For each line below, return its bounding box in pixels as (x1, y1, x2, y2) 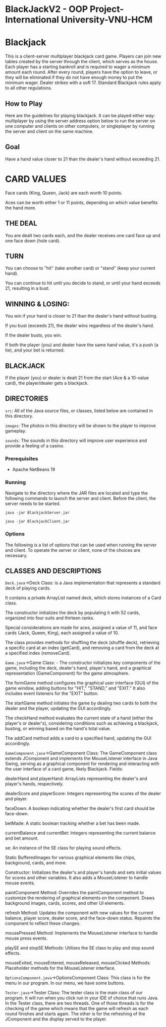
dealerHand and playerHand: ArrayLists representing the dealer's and (5, 775, 148, 781)
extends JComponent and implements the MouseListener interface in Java (5, 756, 158, 762)
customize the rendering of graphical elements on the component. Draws (5, 895, 155, 901)
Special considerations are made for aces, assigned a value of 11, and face (5, 625, 158, 631)
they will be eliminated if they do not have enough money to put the (5, 75, 143, 81)
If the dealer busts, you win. (5, 332, 62, 339)
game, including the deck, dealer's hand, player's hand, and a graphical (5, 665, 152, 671)
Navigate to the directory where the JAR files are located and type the (5, 490, 148, 496)
